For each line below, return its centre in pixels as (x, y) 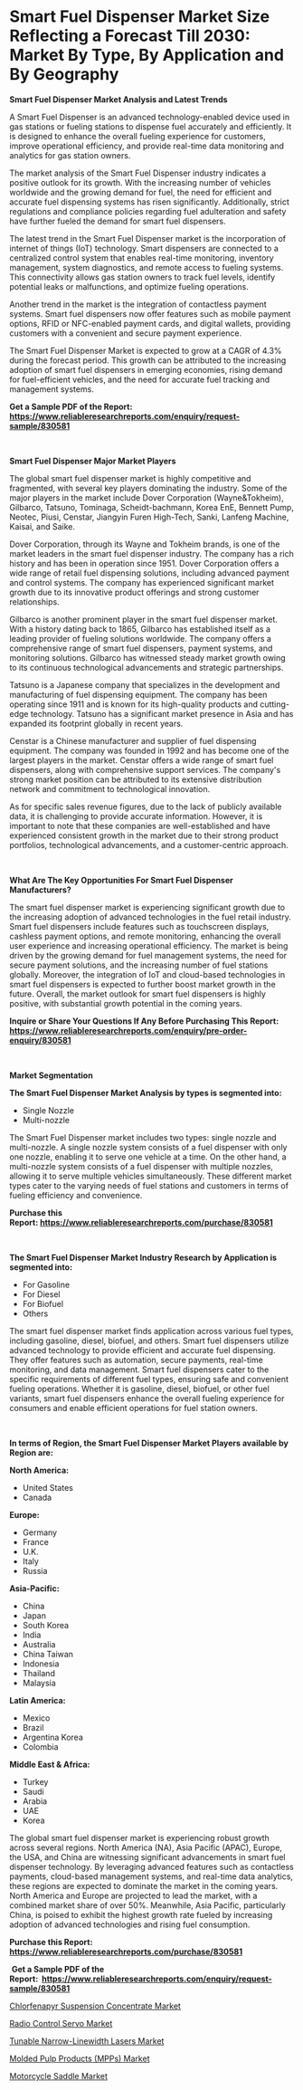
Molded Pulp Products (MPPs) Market (80, 2058)
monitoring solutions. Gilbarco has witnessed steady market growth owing (148, 657)
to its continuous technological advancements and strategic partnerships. (147, 667)
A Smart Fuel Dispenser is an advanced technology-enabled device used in (150, 117)
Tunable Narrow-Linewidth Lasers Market (87, 2041)
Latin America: (38, 1700)
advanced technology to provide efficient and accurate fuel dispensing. (142, 1350)
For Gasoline (46, 1284)
